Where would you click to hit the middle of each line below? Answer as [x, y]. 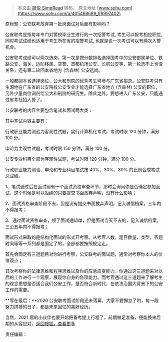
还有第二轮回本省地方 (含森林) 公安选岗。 [61, 70]
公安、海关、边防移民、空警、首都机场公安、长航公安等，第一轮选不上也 [84, 64]
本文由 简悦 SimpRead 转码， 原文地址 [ [58, 8]
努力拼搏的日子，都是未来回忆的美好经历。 [49, 307]
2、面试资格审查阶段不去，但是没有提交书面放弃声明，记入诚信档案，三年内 [83, 203]
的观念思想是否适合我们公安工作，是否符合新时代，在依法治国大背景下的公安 [84, 283]
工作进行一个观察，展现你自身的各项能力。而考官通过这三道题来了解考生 [88, 277]
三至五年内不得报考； [27, 227]
